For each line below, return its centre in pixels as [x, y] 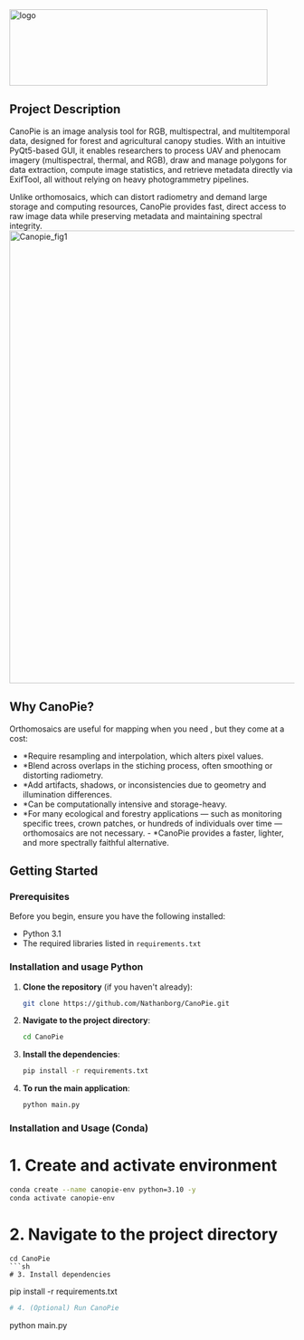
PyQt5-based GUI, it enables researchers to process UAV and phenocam [145, 150]
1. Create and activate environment [143, 1166]
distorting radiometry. [63, 775]
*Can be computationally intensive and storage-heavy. [125, 804]
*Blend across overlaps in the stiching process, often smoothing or [147, 765]
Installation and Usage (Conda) [79, 1128]
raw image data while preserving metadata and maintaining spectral [136, 215]
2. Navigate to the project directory [144, 1234]
